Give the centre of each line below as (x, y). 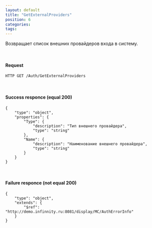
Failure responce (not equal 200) (41, 183)
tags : (11, 29)
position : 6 (18, 19)
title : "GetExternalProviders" (39, 15)
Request (15, 65)
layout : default (23, 10)
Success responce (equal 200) (39, 97)
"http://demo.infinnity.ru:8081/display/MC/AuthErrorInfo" (70, 212)
